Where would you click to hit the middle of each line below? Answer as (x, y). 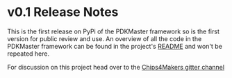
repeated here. (28, 54)
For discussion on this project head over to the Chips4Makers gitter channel (116, 67)
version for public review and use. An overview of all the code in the (105, 38)
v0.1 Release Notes (63, 12)
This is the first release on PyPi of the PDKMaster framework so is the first (114, 31)
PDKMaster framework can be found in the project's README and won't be (115, 46)
